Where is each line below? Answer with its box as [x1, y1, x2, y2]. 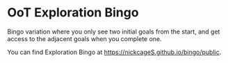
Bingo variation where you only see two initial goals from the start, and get [7, 27, 220, 36]
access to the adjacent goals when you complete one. [7, 34, 162, 42]
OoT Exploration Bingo [7, 5, 139, 21]
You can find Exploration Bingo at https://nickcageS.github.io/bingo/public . [7, 48, 222, 56]
